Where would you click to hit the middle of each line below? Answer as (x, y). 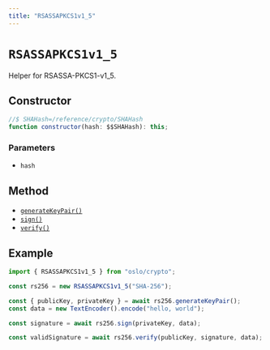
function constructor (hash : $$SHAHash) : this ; (88, 127)
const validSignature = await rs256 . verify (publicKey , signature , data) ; (136, 338)
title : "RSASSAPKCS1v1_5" (52, 16)
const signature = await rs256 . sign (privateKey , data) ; (105, 323)
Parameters (32, 148)
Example (31, 253)
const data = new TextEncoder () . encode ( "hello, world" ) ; (107, 309)
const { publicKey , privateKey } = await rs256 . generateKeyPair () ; (125, 301)
